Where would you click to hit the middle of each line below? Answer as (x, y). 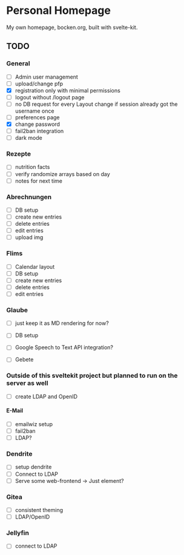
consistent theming (39, 510)
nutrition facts (32, 167)
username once (34, 111)
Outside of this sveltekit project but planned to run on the (92, 376)
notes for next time (38, 181)
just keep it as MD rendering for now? (62, 323)
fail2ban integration (39, 131)
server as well (27, 383)
